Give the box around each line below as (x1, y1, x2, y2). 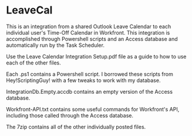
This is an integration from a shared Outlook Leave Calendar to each (6, 23, 171, 30)
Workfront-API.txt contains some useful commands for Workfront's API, (6, 106, 180, 113)
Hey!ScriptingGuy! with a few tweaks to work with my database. (6, 77, 161, 84)
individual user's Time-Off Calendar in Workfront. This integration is (6, 29, 170, 36)
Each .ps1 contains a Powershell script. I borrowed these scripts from (6, 70, 173, 77)
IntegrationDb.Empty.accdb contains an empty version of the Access (6, 88, 173, 95)
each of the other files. (6, 59, 62, 66)
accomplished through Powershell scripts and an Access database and (6, 35, 178, 42)
